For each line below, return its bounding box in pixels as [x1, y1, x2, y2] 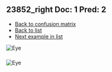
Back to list [14, 27, 42, 34]
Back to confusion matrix [14, 20, 76, 27]
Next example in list [14, 32, 63, 40]
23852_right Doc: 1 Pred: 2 [6, 5, 107, 15]
